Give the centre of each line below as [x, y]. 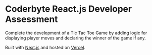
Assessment [31, 19]
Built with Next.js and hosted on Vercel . [45, 47]
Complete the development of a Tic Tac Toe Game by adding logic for [76, 33]
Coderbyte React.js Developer [69, 9]
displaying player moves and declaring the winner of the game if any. [76, 38]
